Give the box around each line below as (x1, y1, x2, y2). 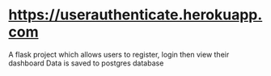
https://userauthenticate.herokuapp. (8, 6, 263, 24)
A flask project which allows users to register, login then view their (8, 49, 230, 59)
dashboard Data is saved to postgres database (8, 58, 164, 68)
